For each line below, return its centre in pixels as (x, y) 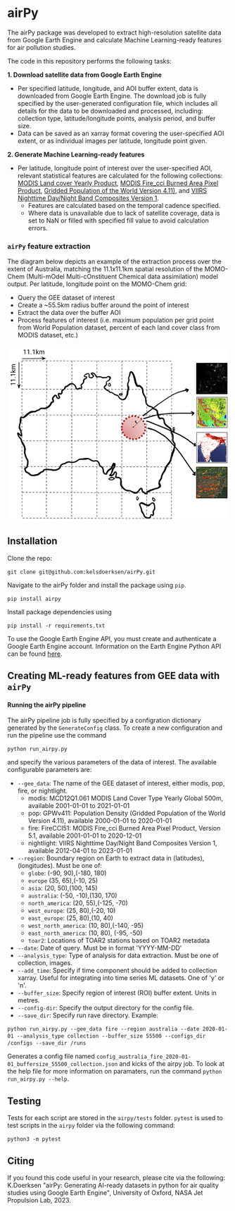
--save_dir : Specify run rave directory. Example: (88, 1015)
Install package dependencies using (59, 611)
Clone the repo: (30, 558)
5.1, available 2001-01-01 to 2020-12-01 (85, 836)
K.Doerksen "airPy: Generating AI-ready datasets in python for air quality (113, 1186)
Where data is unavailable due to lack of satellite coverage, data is (124, 213)
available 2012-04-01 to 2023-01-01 (80, 851)
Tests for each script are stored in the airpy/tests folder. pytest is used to (115, 1118)
